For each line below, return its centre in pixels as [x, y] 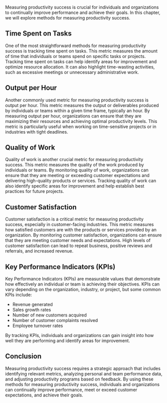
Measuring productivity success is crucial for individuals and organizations [82, 7]
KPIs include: [19, 295]
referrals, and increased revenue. [39, 251]
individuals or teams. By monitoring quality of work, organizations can [77, 170]
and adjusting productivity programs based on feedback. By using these [79, 379]
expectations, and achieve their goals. [44, 395]
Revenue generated [33, 304]
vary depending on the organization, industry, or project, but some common [83, 289]
